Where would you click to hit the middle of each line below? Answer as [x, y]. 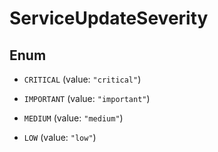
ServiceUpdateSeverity [109, 18]
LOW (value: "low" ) [60, 137]
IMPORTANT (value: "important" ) [87, 98]
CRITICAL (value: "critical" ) [82, 79]
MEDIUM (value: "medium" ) [73, 118]
